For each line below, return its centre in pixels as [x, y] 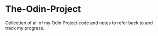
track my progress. [25, 28]
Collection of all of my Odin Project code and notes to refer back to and [79, 23]
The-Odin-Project [43, 9]
